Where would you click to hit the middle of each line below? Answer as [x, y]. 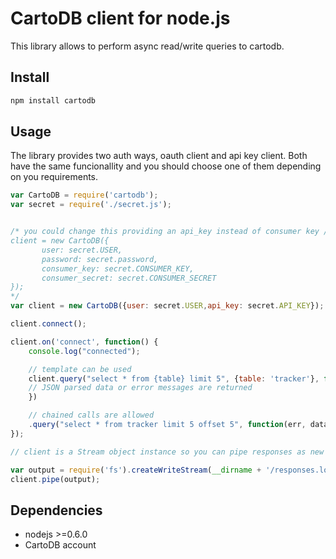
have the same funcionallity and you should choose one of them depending [166, 166]
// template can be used [80, 369]
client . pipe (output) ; [55, 479]
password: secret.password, [100, 259]
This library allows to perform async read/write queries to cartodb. [147, 46]
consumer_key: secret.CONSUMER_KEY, [118, 268]
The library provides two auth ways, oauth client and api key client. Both [159, 156]
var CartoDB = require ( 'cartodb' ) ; [84, 195]
